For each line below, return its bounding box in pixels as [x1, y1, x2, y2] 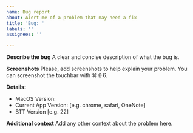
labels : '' [6, 26, 34, 32]
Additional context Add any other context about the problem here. [6, 120, 173, 128]
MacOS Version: [15, 95, 56, 103]
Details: [6, 83, 26, 91]
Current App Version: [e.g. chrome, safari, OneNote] [15, 101, 146, 109]
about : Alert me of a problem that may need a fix [6, 15, 137, 21]
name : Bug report [6, 9, 50, 15]
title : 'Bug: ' [6, 20, 45, 26]
